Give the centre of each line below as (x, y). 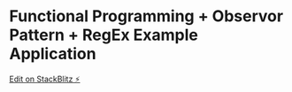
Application (53, 54)
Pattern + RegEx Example (104, 35)
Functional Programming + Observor (146, 16)
